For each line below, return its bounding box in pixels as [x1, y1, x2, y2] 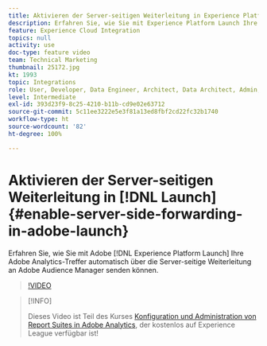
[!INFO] [27, 296, 52, 305]
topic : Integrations [8, 78, 77, 86]
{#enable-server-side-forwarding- [8, 204, 243, 223]
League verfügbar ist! [27, 328, 99, 338]
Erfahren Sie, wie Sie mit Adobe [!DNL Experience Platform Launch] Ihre [8, 248, 244, 258]
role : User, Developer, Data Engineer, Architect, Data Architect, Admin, [8, 85, 261, 94]
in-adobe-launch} [8, 222, 130, 239]
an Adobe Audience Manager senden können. [8, 265, 159, 274]
